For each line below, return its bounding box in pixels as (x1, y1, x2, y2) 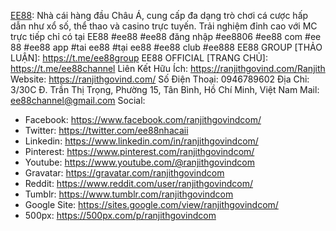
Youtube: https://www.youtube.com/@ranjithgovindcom (24, 156, 255, 168)
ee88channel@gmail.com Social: (10, 95, 146, 106)
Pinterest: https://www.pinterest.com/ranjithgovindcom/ (24, 146, 255, 157)
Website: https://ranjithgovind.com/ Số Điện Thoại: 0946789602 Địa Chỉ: (10, 73, 310, 85)
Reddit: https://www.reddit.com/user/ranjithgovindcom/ (24, 178, 254, 189)
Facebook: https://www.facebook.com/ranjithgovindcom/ (24, 114, 262, 125)
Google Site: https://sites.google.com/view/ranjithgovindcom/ (24, 199, 279, 210)
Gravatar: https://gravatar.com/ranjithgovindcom (24, 167, 225, 179)
